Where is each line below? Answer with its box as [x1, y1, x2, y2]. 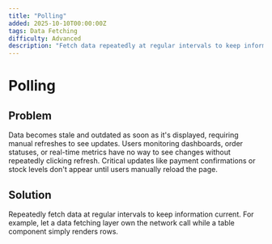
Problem [8, 108, 53, 122]
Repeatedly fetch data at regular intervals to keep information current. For [8, 209, 254, 219]
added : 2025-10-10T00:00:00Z [8, 19, 107, 27]
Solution [8, 187, 52, 202]
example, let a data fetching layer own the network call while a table [8, 217, 235, 227]
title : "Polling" [8, 11, 67, 20]
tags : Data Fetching [8, 27, 79, 35]
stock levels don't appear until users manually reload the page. [8, 165, 219, 175]
